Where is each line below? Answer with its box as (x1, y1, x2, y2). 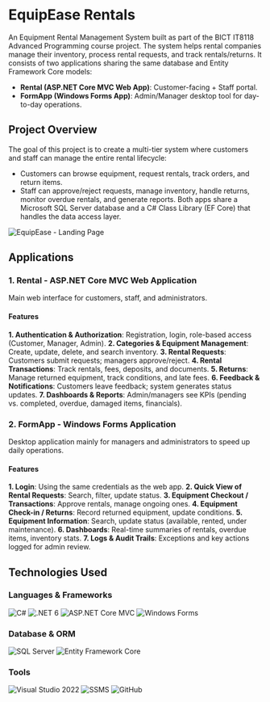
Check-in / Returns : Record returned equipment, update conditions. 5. (8, 507, 243, 518)
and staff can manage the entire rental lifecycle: (8, 153, 167, 162)
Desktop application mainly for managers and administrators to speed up (8, 436, 251, 446)
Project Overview (8, 123, 98, 137)
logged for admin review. (8, 542, 91, 552)
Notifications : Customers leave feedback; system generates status (8, 381, 232, 391)
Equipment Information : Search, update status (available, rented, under (8, 516, 247, 526)
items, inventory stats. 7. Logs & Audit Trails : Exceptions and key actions (8, 533, 250, 543)
